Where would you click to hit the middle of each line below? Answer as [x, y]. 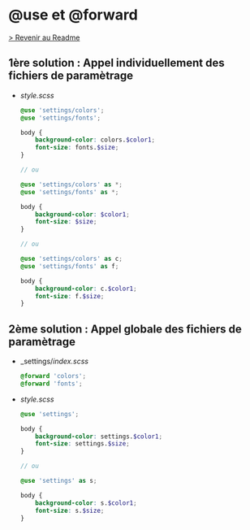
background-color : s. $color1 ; [86, 503]
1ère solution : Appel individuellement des [116, 63]
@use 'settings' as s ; [58, 481]
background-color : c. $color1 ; [86, 289]
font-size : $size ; [66, 222]
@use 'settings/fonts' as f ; [69, 266]
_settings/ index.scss [54, 361]
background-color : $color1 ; [82, 214]
